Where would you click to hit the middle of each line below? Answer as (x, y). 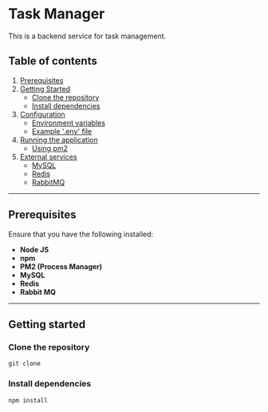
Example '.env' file (62, 131)
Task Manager (57, 14)
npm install (28, 400)
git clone (25, 364)
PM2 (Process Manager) (61, 266)
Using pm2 (49, 148)
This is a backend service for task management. (87, 36)
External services (48, 156)
